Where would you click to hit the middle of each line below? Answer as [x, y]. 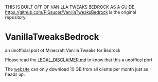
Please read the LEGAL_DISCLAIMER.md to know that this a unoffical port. [79, 60]
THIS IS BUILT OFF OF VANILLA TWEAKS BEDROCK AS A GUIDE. [70, 7]
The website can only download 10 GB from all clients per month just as [77, 69]
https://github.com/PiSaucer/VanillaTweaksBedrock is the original [70, 12]
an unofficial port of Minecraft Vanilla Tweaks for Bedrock [63, 50]
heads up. [15, 74]
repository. [16, 17]
